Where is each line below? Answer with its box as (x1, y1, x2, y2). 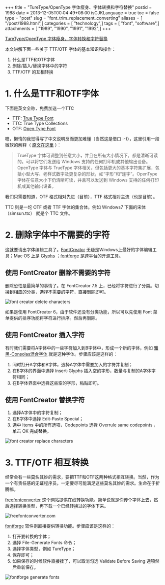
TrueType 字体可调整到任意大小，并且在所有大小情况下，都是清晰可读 (17, 152, 158, 158)
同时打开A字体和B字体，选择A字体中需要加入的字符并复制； (12, 361, 134, 367)
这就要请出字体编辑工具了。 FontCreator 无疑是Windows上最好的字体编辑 (5, 246, 153, 252)
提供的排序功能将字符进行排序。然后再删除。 (9, 315, 100, 321)
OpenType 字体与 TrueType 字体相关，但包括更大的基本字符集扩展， (17, 165, 156, 171)
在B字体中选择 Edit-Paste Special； (12, 416, 84, 422)
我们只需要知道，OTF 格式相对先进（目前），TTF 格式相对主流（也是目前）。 (5, 194, 158, 200)
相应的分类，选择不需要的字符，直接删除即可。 (13, 289, 109, 295)
